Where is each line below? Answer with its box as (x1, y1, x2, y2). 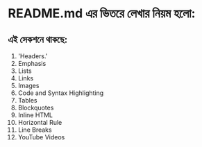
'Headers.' (17, 52, 48, 60)
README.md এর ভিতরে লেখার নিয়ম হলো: (8, 6, 196, 21)
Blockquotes (17, 103, 54, 112)
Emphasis (17, 60, 47, 67)
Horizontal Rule (17, 119, 62, 126)
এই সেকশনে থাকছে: (8, 33, 68, 45)
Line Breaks (17, 126, 52, 134)
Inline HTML (17, 111, 53, 119)
